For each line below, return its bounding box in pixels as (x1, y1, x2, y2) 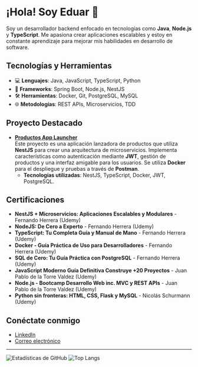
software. (6, 44, 29, 51)
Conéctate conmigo (6, 316, 81, 326)
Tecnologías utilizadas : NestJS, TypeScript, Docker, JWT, (23, 171, 166, 178)
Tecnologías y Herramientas (6, 61, 112, 71)
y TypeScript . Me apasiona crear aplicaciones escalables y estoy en (6, 31, 173, 38)
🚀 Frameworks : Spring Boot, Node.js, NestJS (14, 85, 125, 92)
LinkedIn (14, 331, 36, 339)
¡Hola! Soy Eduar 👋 (6, 5, 99, 19)
